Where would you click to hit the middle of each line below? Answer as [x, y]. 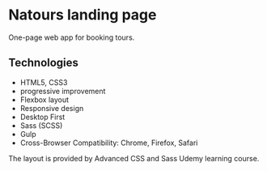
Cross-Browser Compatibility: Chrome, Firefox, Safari [109, 143]
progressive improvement [63, 91]
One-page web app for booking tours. [72, 37]
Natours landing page [83, 15]
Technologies [44, 63]
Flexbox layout [44, 100]
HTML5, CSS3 [44, 82]
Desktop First [42, 117]
